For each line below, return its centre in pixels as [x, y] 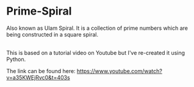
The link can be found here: [41, 71]
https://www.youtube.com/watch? [120, 71]
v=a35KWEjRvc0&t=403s [38, 77]
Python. [16, 59]
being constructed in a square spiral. [52, 34]
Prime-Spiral [39, 11]
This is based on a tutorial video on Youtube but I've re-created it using [95, 52]
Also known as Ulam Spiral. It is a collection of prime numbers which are [97, 28]
